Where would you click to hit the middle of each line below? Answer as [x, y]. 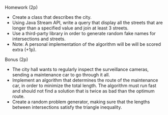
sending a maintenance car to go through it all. [61, 75]
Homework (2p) [21, 7]
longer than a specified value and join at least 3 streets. [70, 28]
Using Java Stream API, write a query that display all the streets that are [88, 23]
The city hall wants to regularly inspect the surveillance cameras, [80, 69]
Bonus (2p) [17, 60]
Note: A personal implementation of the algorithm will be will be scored [87, 44]
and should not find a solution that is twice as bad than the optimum [83, 91]
